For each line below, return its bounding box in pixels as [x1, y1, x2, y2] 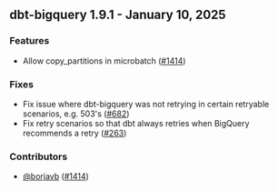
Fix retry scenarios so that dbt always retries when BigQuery [22, 117, 250, 128]
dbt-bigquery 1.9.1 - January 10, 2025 [9, 7, 226, 23]
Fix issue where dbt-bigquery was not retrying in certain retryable [22, 98, 270, 109]
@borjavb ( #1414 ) [22, 171, 89, 182]
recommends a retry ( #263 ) [22, 127, 127, 138]
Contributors [9, 150, 68, 163]
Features [9, 35, 50, 47]
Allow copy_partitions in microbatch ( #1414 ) [22, 55, 186, 66]
